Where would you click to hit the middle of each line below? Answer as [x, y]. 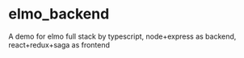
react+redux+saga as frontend [59, 44]
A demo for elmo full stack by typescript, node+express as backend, [122, 36]
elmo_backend [59, 14]
